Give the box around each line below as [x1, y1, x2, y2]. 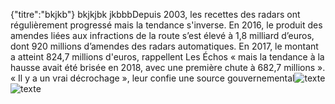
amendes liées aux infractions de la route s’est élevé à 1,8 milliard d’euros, [10, 30, 315, 41]
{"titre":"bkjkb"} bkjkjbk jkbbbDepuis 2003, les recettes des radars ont [10, 9, 301, 20]
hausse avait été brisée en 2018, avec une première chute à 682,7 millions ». [10, 62, 326, 73]
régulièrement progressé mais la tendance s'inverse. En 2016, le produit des [10, 19, 323, 31]
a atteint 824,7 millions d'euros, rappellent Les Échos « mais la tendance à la [10, 51, 325, 63]
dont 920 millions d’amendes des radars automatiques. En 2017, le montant [10, 40, 319, 52]
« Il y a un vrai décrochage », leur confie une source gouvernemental [10, 72, 295, 84]
